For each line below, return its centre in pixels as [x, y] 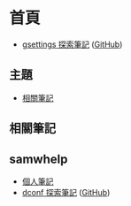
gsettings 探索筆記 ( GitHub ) [72, 44]
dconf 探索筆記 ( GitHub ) [66, 192]
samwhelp [39, 159]
